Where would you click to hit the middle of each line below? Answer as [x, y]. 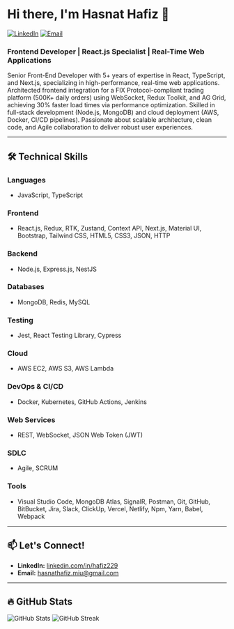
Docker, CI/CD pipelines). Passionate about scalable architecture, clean [110, 120]
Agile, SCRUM [38, 468]
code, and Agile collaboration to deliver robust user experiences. [100, 127]
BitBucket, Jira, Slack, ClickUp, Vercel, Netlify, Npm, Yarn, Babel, [110, 508]
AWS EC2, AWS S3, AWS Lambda [65, 368]
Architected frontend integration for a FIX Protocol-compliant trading [106, 91]
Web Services [31, 419]
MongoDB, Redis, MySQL [54, 302]
